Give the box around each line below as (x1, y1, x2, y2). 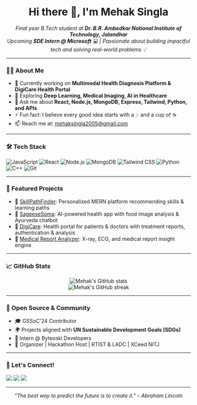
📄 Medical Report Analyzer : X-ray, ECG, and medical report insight (14, 235, 175, 242)
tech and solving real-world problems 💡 (50, 46, 147, 53)
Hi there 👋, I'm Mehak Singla (28, 5, 169, 19)
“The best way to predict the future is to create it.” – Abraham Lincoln (14, 392, 183, 399)
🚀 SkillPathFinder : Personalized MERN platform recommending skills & (14, 198, 184, 205)
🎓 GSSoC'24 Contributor (14, 318, 77, 325)
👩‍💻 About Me (6, 66, 44, 74)
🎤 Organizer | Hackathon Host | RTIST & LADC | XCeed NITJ (14, 341, 160, 348)
